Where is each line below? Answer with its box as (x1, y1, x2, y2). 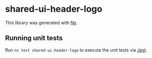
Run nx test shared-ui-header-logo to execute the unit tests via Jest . (5, 47, 148, 53)
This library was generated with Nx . (5, 20, 78, 26)
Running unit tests (5, 34, 63, 42)
